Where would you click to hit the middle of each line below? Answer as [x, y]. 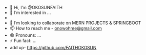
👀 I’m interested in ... [30, 13]
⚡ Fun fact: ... [23, 41]
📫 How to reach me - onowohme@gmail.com [56, 28]
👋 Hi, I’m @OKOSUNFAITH [36, 7]
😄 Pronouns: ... [25, 35]
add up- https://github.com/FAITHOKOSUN [53, 48]
